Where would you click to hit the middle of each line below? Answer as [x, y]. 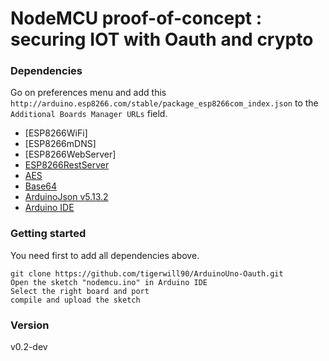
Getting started [48, 234]
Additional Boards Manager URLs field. [89, 114]
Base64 [41, 186]
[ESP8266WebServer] [70, 154]
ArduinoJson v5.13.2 [66, 197]
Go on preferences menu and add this [88, 93]
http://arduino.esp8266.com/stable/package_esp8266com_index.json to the [164, 103]
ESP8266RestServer [67, 165]
